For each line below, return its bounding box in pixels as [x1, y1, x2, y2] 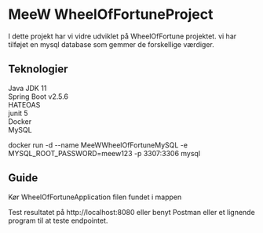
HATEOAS [8, 100, 41, 109]
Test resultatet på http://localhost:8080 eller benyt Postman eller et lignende [8, 207, 255, 217]
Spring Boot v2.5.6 [8, 92, 69, 101]
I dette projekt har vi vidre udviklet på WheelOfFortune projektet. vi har [8, 31, 237, 41]
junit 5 [8, 108, 29, 118]
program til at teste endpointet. [8, 216, 108, 225]
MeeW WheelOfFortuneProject [8, 5, 214, 24]
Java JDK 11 [8, 83, 47, 93]
